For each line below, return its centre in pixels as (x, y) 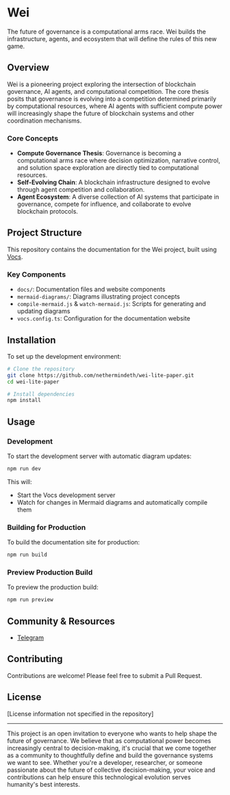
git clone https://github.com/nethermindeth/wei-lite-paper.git (101, 375)
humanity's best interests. (43, 784)
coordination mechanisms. (44, 121)
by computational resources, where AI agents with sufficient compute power (115, 106)
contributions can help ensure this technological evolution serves (99, 777)
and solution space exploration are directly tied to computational (108, 168)
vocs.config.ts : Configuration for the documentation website (103, 318)
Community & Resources (61, 621)
